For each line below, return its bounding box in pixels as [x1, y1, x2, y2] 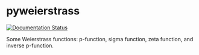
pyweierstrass [6, 4, 80, 18]
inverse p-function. [6, 42, 54, 49]
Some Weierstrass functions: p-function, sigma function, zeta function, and [6, 35, 194, 42]
